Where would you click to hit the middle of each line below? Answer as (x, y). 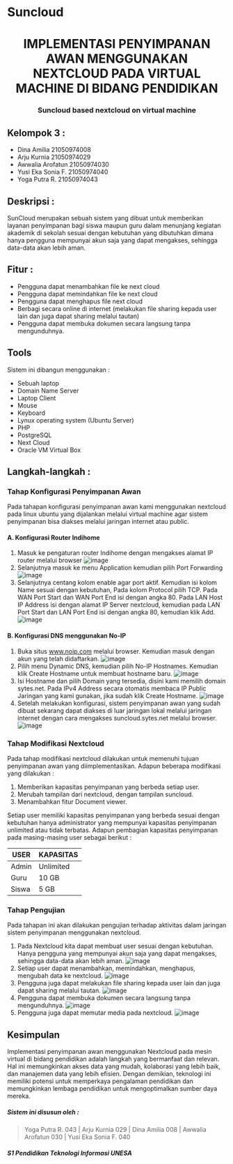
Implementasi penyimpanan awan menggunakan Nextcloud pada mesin (110, 1052)
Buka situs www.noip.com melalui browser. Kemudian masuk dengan (116, 651)
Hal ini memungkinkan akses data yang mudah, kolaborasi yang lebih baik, (114, 1066)
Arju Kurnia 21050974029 (54, 157)
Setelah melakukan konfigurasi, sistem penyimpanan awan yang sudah (119, 703)
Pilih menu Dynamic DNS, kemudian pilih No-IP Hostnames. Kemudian (118, 666)
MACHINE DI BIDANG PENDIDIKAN (117, 89)
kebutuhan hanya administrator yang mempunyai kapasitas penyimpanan (112, 822)
